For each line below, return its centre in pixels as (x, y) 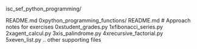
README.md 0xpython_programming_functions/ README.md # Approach (98, 20)
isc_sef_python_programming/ (43, 9)
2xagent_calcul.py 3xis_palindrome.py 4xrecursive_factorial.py (85, 33)
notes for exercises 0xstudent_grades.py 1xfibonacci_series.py (85, 27)
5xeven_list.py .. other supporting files (54, 40)
